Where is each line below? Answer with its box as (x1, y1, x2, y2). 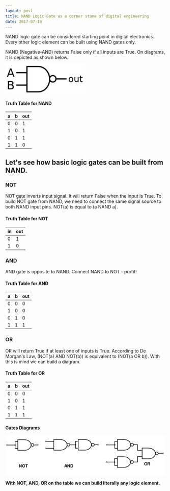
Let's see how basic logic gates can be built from (5, 158, 164, 167)
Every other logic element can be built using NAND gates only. (5, 39, 136, 45)
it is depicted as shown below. (5, 54, 69, 61)
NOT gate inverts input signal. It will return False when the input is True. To (5, 193, 162, 199)
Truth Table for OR (5, 370, 45, 377)
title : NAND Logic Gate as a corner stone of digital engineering (5, 13, 149, 19)
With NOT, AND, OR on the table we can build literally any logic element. (5, 480, 160, 486)
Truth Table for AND (5, 280, 48, 286)
